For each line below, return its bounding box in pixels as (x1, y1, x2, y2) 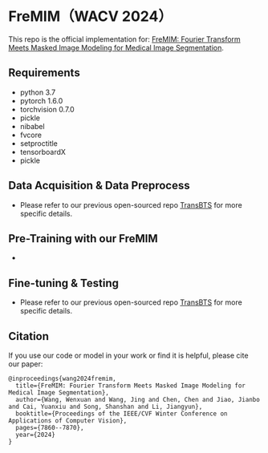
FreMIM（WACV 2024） (8, 7, 173, 26)
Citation (8, 330, 50, 343)
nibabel (19, 121, 46, 131)
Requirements (8, 66, 80, 80)
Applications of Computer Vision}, (8, 417, 128, 425)
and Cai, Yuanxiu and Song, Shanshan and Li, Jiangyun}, (8, 402, 203, 411)
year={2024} (15, 431, 56, 439)
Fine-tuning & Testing (8, 276, 119, 289)
